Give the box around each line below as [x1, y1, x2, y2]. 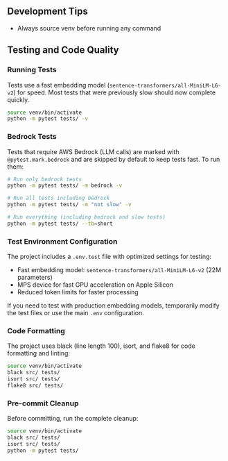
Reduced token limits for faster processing [17, 288, 139, 296]
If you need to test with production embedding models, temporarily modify [7, 301, 220, 310]
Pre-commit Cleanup [7, 399, 79, 408]
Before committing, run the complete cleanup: [7, 414, 139, 423]
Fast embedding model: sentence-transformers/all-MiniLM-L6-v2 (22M [17, 266, 222, 274]
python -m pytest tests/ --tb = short [7, 220, 113, 227]
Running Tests [7, 65, 57, 75]
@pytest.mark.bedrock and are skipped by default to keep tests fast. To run [7, 155, 220, 163]
